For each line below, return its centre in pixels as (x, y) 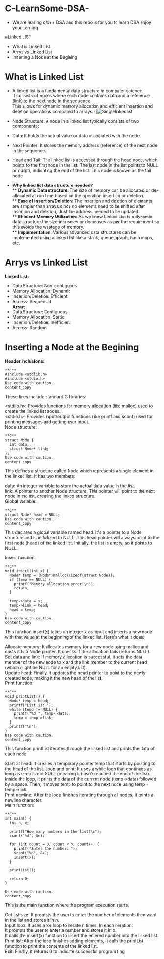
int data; (19, 444)
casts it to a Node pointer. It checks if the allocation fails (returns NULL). (78, 651)
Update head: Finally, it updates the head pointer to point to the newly (75, 673)
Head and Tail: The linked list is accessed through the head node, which (85, 160)
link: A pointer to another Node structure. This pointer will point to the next (80, 491)
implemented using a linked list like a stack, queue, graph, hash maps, (83, 237)
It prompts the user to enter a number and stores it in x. (61, 930)
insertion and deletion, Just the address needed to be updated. (76, 211)
